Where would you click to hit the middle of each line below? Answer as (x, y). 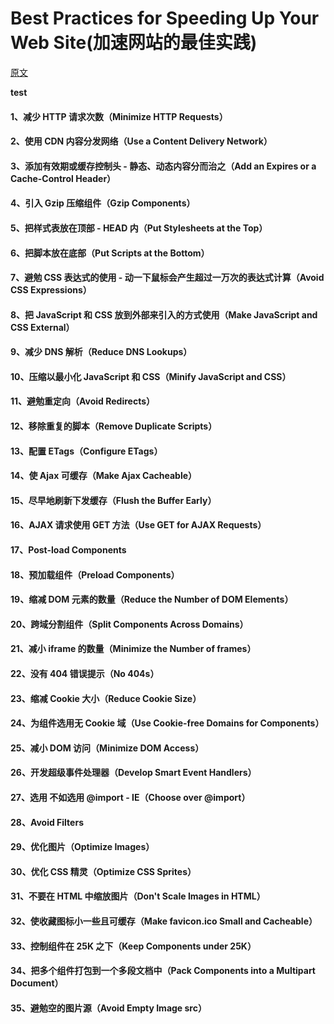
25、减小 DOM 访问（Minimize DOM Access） (107, 748)
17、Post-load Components (68, 550)
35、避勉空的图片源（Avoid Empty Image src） (108, 1008)
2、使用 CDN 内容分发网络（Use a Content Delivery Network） (141, 141)
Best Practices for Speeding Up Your (165, 18)
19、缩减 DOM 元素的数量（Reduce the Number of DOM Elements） (152, 599)
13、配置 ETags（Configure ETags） (86, 451)
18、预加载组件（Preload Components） (95, 574)
